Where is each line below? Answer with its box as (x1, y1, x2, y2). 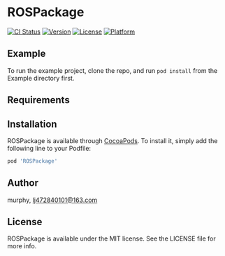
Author (7, 177, 38, 189)
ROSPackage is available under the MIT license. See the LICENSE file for (7, 234, 216, 243)
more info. (7, 242, 37, 250)
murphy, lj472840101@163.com (7, 196, 98, 204)
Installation (7, 118, 57, 130)
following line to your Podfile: (7, 144, 92, 152)
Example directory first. (7, 74, 75, 82)
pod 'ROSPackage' (7, 157, 58, 165)
